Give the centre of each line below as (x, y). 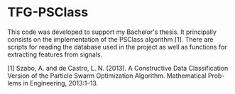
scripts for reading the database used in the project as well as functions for (117, 47)
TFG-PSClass (48, 12)
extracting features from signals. (55, 54)
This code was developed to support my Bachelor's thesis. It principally (112, 32)
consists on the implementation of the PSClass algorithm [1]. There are (110, 39)
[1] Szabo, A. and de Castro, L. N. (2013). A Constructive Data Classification (118, 68)
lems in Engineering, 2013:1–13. (53, 83)
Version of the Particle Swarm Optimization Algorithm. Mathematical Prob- (116, 76)
